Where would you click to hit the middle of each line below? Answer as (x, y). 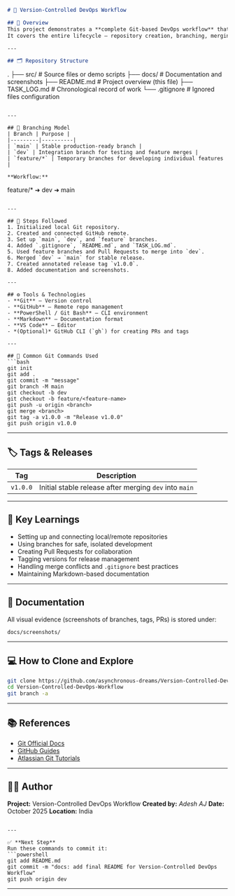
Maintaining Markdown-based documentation (83, 574)
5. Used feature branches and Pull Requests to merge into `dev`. (106, 252)
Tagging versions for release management (78, 559)
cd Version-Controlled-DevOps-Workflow (65, 687)
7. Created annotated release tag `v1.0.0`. (73, 264)
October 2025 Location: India (50, 811)
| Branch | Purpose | (39, 134)
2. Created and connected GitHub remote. (69, 234)
